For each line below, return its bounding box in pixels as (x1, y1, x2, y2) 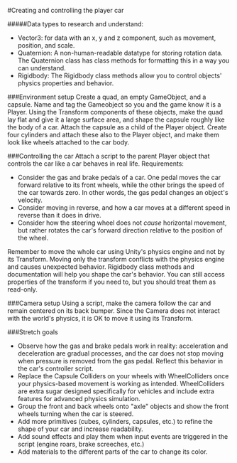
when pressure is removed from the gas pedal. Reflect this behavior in (17, 357, 224, 365)
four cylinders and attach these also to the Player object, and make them (7, 131, 220, 139)
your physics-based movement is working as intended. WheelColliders (17, 380, 225, 388)
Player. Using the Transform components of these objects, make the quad (7, 108, 224, 116)
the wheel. (17, 234, 49, 242)
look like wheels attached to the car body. (7, 138, 130, 147)
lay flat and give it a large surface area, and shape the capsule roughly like (7, 115, 225, 124)
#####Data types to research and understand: (7, 20, 144, 28)
